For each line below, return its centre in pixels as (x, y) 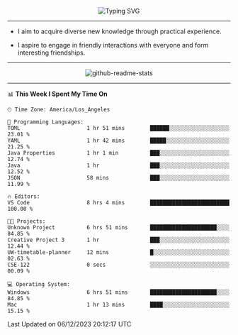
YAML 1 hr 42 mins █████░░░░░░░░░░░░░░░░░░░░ (119, 141)
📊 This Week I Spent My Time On (57, 94)
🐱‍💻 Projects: (27, 221)
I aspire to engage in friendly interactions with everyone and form (113, 45)
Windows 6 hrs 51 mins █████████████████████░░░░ (119, 292)
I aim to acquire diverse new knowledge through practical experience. (119, 31)
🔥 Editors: (24, 197)
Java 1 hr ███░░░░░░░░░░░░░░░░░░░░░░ (119, 165)
